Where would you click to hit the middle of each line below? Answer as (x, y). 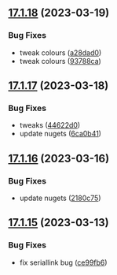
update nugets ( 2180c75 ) (60, 198)
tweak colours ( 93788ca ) (60, 61)
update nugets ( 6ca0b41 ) (60, 134)
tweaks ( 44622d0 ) (50, 125)
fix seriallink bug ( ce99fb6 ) (63, 262)
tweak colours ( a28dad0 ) (60, 52)
